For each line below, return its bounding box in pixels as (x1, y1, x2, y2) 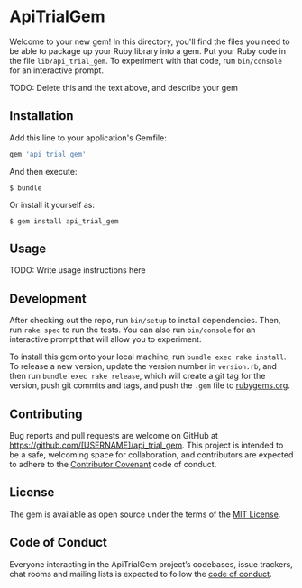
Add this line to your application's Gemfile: (9, 132, 167, 143)
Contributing (9, 406, 83, 421)
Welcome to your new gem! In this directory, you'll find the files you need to (9, 36, 290, 47)
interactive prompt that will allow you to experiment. (9, 334, 202, 345)
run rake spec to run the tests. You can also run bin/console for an (9, 324, 256, 335)
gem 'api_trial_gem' (9, 149, 87, 158)
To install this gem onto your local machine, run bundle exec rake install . (9, 351, 287, 362)
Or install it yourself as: (9, 199, 95, 210)
